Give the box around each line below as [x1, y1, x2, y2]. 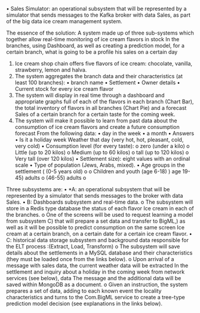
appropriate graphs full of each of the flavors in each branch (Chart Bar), [14, 98, 194, 105]
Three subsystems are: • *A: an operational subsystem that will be [6, 186, 170, 193]
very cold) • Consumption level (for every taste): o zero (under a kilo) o [14, 143, 190, 149]
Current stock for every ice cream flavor [14, 85, 114, 92]
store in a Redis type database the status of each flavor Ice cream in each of [6, 205, 194, 211]
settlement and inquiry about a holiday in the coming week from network [6, 268, 185, 275]
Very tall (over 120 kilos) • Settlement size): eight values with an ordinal [14, 155, 190, 162]
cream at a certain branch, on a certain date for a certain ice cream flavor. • [6, 230, 192, 237]
